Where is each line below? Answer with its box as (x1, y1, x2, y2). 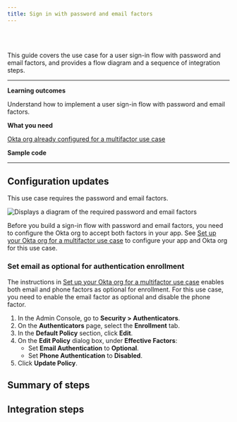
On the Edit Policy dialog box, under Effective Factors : (17, 336, 178, 344)
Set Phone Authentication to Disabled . (28, 351, 143, 360)
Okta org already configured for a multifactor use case (7, 135, 166, 143)
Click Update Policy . (17, 358, 78, 367)
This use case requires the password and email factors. (7, 194, 169, 203)
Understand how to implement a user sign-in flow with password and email (7, 100, 226, 108)
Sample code (7, 148, 47, 157)
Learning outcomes (7, 86, 66, 95)
